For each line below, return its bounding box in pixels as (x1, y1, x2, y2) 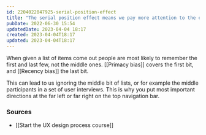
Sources (6, 107, 32, 116)
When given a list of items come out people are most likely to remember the (6, 55, 197, 61)
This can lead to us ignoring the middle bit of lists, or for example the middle (6, 79, 199, 87)
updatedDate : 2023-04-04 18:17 (6, 26, 86, 33)
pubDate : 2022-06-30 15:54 (6, 20, 75, 26)
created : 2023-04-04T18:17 (6, 32, 75, 38)
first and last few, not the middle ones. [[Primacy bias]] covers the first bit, (6, 61, 194, 68)
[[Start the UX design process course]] (15, 121, 114, 129)
